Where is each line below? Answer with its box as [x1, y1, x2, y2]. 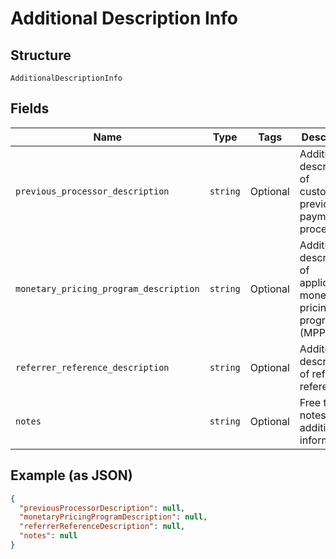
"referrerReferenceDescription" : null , [19, 522, 186, 532]
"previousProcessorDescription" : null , [19, 503, 186, 513]
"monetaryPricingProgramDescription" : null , [19, 512, 208, 522]
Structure [10, 47, 72, 64]
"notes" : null [19, 531, 78, 541]
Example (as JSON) [10, 467, 133, 484]
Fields [10, 100, 50, 117]
